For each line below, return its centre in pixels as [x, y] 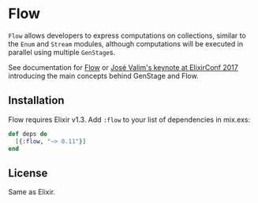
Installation [36, 100]
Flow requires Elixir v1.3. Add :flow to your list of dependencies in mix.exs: [129, 120]
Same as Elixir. [32, 192]
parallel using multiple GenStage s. [62, 52]
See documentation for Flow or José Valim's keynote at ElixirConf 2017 [123, 67]
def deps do [28, 134]
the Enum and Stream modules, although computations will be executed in [125, 43]
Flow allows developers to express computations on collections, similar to [127, 35]
